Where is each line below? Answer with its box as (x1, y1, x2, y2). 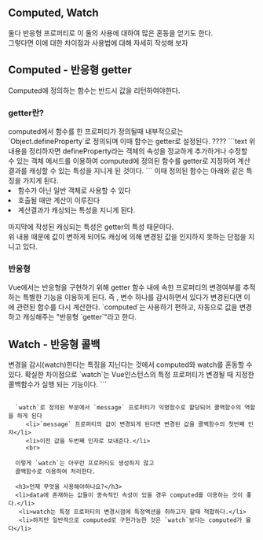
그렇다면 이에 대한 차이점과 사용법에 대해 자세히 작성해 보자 (8, 38, 188, 47)
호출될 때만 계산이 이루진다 (18, 195, 100, 205)
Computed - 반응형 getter (8, 63, 132, 77)
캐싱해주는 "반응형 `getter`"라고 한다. (22, 313, 137, 322)
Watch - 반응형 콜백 (8, 338, 100, 351)
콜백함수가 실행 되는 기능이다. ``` (8, 379, 108, 389)
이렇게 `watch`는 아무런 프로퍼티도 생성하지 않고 (15, 460, 155, 468)
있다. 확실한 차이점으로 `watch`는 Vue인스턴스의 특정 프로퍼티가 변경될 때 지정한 (8, 370, 255, 379)
